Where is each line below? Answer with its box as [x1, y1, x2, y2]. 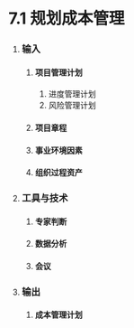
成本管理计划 [34, 309, 83, 321]
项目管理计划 [34, 67, 83, 78]
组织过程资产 [34, 167, 83, 178]
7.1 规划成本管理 [8, 8, 125, 29]
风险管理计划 [48, 100, 96, 111]
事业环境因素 [34, 145, 83, 155]
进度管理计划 [48, 89, 96, 99]
